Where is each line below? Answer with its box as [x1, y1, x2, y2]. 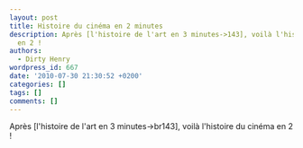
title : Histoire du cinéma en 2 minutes [9, 22, 164, 30]
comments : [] [9, 96, 59, 106]
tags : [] [9, 88, 42, 97]
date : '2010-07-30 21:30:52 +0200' [9, 72, 143, 81]
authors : [9, 47, 42, 56]
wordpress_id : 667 [9, 64, 78, 73]
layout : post [9, 13, 59, 22]
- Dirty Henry [17, 55, 70, 64]
